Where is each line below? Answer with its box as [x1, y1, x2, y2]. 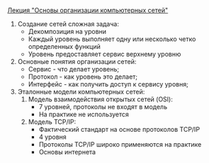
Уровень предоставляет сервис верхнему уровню [28, 50, 181, 58]
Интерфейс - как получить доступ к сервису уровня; [28, 80, 189, 88]
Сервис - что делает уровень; [28, 65, 120, 73]
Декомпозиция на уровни [28, 28, 107, 35]
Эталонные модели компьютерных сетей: [17, 88, 145, 96]
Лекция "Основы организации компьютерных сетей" [7, 6, 169, 14]
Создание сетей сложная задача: [17, 20, 119, 28]
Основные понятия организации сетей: [17, 57, 137, 66]
